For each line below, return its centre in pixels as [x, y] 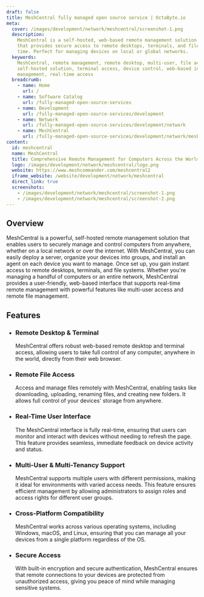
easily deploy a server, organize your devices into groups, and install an [96, 257]
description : [28, 35]
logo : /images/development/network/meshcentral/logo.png [85, 165]
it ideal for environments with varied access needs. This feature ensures [105, 484]
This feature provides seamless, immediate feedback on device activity [104, 442]
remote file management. [38, 296]
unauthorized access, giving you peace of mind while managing [95, 581]
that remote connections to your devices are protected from [90, 575]
